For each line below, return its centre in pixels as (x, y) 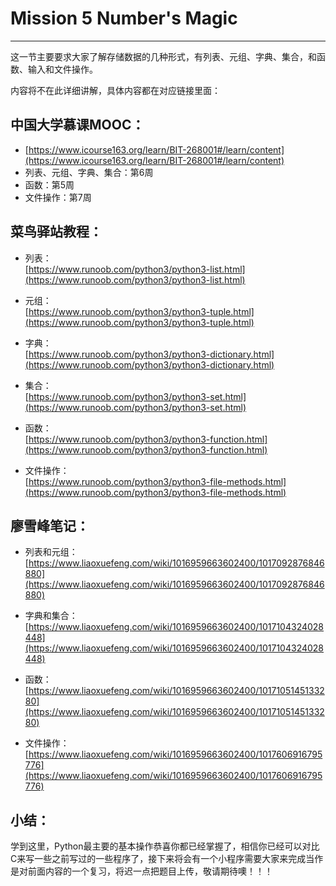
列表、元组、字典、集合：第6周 (89, 172)
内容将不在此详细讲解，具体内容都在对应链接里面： (115, 90)
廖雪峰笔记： (50, 525)
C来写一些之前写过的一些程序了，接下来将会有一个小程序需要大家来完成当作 (167, 859)
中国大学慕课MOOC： (77, 125)
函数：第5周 (49, 184)
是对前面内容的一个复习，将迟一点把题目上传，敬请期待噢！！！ (141, 871)
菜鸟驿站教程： (56, 232)
